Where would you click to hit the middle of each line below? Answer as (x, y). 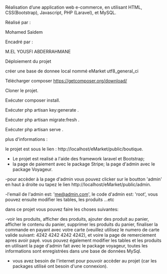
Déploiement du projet (28, 61)
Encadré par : (19, 42)
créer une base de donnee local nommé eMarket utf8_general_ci (72, 71)
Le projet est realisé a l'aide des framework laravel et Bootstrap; (78, 159)
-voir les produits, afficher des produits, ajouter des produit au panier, (77, 219)
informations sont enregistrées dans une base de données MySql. (73, 251)
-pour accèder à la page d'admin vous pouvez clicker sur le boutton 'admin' (83, 179)
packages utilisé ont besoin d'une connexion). (60, 266)
